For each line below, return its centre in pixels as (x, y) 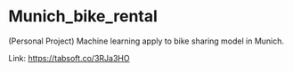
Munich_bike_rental (83, 16)
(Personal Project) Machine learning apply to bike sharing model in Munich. (146, 41)
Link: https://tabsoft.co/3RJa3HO (69, 58)
